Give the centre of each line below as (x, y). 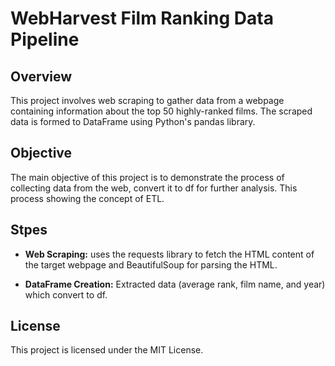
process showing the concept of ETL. (87, 198)
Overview (41, 76)
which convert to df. (66, 294)
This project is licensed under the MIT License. (107, 350)
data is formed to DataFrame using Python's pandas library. (133, 121)
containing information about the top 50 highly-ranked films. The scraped (161, 111)
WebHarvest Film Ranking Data (142, 18)
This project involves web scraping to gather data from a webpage (147, 100)
